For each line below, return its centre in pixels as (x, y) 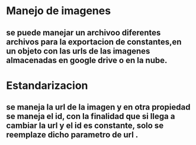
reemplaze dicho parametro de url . (72, 135)
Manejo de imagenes (59, 11)
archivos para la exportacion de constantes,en (94, 42)
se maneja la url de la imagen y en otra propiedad (98, 107)
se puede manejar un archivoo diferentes (83, 33)
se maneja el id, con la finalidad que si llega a (91, 116)
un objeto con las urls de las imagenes (78, 51)
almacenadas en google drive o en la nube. (87, 60)
